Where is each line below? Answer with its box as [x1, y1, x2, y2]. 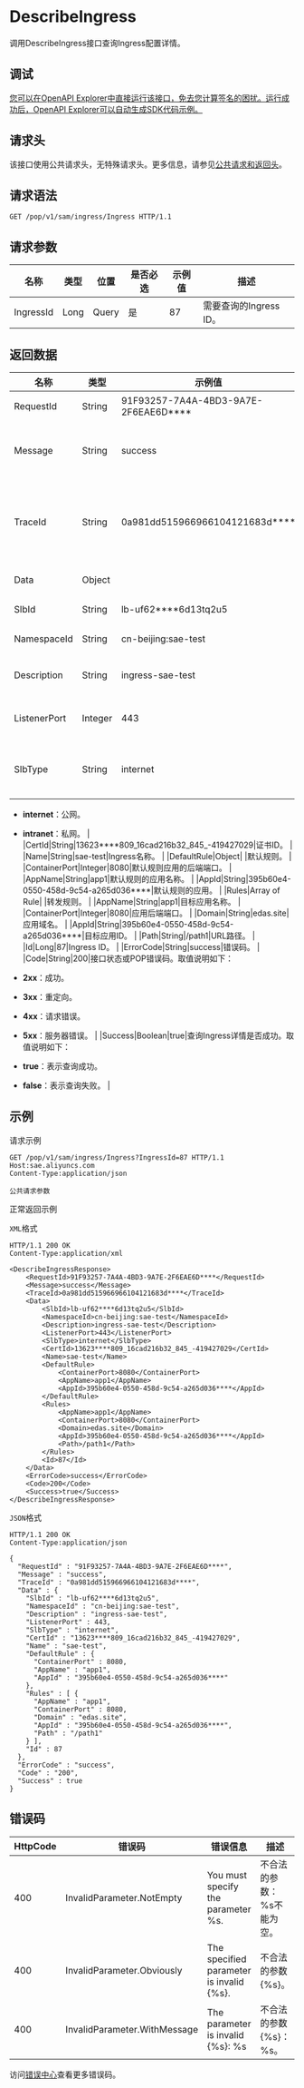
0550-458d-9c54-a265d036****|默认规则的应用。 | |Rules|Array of [22, 885, 280, 896]
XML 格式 [9, 1222, 38, 1233]
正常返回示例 [9, 1203, 57, 1214]
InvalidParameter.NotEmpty [65, 1891, 183, 1904]
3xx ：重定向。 [22, 992, 78, 1002]
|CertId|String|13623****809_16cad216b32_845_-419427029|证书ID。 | [22, 839, 293, 850]
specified [206, 1953, 247, 1965]
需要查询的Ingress [203, 299, 280, 312]
